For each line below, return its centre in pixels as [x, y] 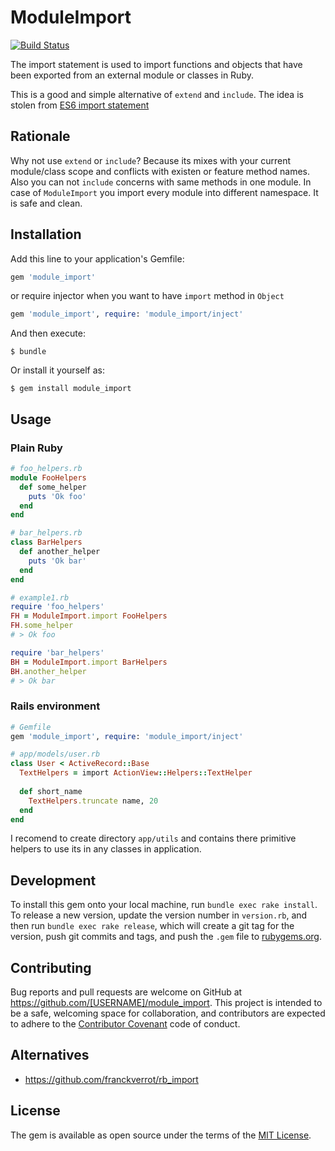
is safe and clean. [46, 203]
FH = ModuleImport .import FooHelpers [89, 616]
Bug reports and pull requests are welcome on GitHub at [126, 992]
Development [53, 880]
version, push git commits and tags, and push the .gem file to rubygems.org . [166, 937]
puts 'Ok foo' [57, 496]
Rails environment [55, 706]
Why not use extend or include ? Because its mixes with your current [150, 160]
